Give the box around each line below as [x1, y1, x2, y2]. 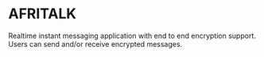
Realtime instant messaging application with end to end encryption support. [8, 31, 256, 40]
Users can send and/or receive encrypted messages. [8, 39, 183, 48]
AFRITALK [8, 5, 77, 23]
